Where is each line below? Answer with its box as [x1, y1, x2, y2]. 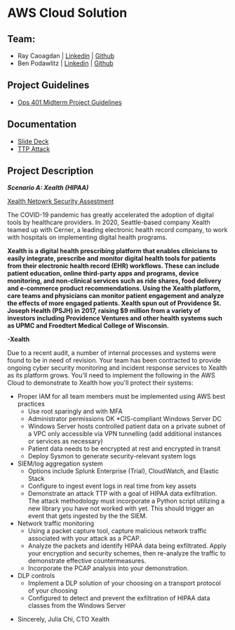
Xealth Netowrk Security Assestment [7, 197, 114, 205]
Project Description [7, 165, 94, 177]
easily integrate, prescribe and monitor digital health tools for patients [7, 255, 216, 263]
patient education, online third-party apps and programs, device [7, 269, 199, 278]
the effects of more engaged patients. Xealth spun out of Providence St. [7, 299, 222, 307]
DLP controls [17, 572, 55, 580]
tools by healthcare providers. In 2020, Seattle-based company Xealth [7, 218, 210, 226]
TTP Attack [17, 144, 51, 153]
